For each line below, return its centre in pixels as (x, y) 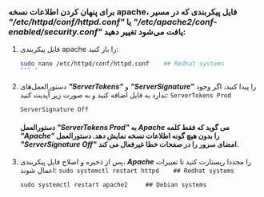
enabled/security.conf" (55, 32)
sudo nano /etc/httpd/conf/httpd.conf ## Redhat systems (122, 64)
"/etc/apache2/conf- (175, 22)
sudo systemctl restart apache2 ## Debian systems (113, 185)
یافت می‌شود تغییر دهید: (145, 32)
